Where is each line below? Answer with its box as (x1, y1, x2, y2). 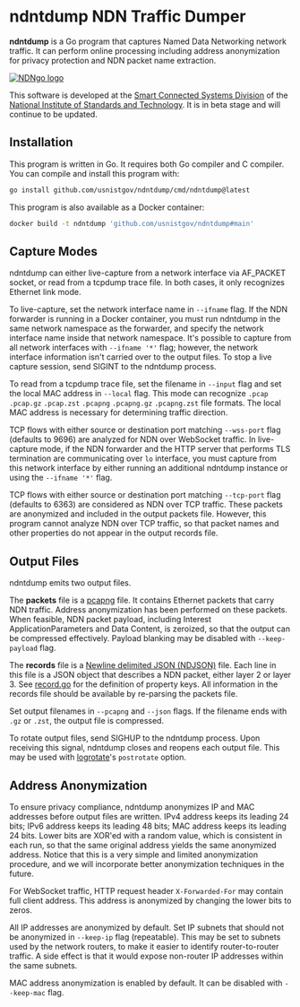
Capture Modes (9, 244, 99, 259)
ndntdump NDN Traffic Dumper (9, 6, 246, 27)
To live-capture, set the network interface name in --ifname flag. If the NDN (9, 304, 288, 315)
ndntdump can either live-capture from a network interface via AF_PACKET (9, 267, 287, 279)
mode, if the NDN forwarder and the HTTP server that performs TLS (39, 444, 291, 455)
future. (9, 868, 34, 879)
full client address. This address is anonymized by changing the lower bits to (9, 895, 292, 906)
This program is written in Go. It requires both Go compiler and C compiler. (9, 159, 285, 169)
